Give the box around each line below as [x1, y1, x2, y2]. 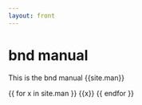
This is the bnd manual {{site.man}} [8, 73, 125, 83]
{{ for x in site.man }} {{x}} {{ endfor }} [8, 88, 134, 98]
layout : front [8, 11, 56, 20]
